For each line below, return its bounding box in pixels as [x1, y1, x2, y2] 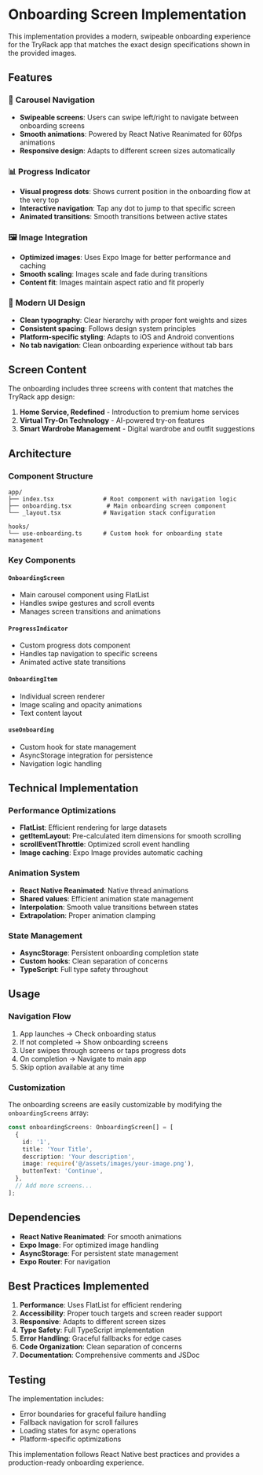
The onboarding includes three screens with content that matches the [8, 383, 234, 394]
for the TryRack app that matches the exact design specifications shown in [8, 39, 250, 49]
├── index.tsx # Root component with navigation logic [8, 495, 237, 504]
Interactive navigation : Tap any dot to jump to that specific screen [19, 203, 236, 213]
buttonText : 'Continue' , [22, 1167, 104, 1176]
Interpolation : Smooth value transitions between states [19, 902, 199, 912]
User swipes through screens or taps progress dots [19, 1045, 187, 1055]
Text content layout [19, 708, 82, 717]
